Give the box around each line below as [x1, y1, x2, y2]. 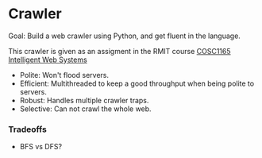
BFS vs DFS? [19, 142, 62, 152]
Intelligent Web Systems [8, 55, 87, 64]
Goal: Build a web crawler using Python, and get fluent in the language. [8, 31, 241, 40]
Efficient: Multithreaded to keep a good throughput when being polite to [19, 79, 255, 88]
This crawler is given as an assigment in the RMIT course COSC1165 [8, 46, 232, 56]
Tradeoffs [8, 124, 48, 135]
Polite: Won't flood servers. [19, 70, 110, 79]
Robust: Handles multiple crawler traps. [19, 95, 149, 105]
